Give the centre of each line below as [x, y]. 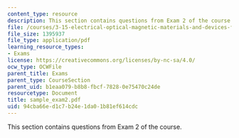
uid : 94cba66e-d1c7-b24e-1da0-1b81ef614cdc [73, 107]
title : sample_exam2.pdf [44, 100]
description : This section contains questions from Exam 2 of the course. [121, 21]
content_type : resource [43, 14]
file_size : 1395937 [36, 34]
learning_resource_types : [46, 47]
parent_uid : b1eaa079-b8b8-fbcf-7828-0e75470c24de [84, 87]
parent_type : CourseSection [49, 80]
